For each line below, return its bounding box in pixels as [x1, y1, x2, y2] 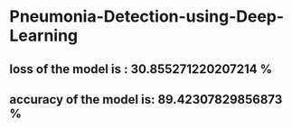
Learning [9, 25, 79, 46]
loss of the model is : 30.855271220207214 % [9, 61, 273, 77]
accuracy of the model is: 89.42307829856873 [9, 92, 283, 107]
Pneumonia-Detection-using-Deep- [9, 6, 285, 27]
